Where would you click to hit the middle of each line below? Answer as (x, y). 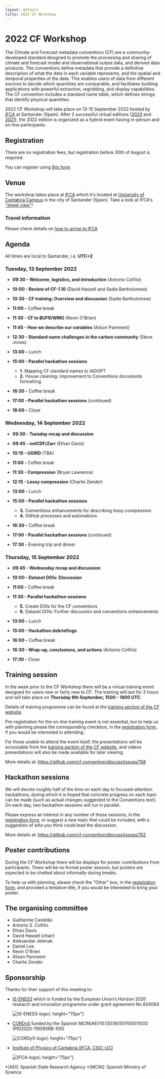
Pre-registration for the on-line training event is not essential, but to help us (82, 721)
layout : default (22, 10)
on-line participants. (26, 125)
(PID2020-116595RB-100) (38, 1029)
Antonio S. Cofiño (30, 925)
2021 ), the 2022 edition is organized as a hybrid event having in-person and (82, 120)
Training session (31, 675)
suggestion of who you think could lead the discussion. (61, 825)
